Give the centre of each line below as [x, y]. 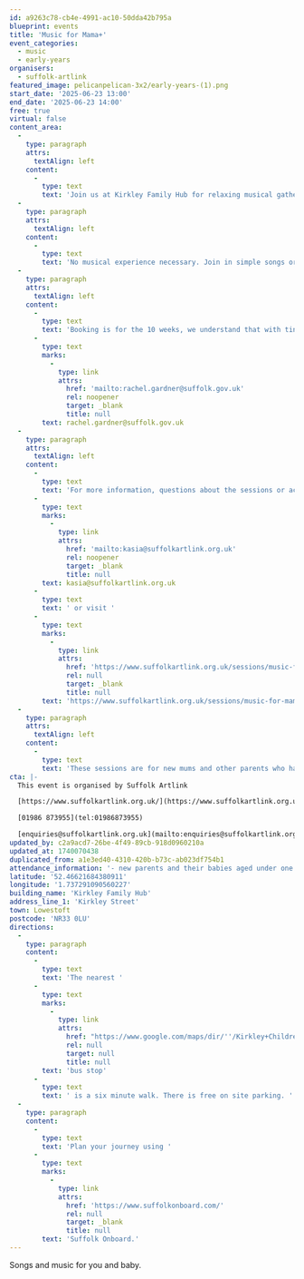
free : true [30, 111]
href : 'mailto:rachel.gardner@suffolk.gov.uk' [156, 389]
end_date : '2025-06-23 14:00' [66, 102]
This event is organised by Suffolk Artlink [103, 786]
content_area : [36, 128]
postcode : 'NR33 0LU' [50, 918]
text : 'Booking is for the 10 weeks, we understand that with [161, 330]
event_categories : [44, 43]
